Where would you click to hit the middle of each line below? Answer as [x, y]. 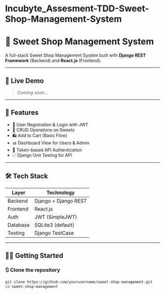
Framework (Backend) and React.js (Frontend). [53, 61]
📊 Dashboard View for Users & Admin [51, 143]
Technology [61, 192]
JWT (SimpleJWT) [55, 217]
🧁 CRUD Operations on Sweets [43, 130]
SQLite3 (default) [54, 225]
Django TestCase [54, 233]
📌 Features [22, 113]
